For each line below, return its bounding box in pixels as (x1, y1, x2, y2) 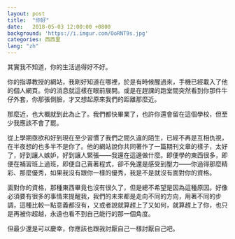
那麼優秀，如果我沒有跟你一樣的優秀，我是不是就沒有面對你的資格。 (19, 168, 215, 177)
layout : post (7, 10, 45, 17)
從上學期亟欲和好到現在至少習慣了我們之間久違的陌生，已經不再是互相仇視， (7, 133, 228, 142)
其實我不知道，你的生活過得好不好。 (7, 63, 112, 71)
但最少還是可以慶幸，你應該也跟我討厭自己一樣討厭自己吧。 (7, 224, 179, 233)
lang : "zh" (7, 43, 39, 50)
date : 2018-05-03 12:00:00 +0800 (7, 23, 111, 30)
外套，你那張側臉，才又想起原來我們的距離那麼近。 (13, 95, 161, 103)
